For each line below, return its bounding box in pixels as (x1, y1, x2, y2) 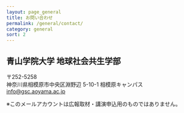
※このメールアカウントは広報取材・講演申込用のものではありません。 (6, 100, 182, 108)
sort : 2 (6, 32, 26, 38)
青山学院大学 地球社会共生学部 (6, 56, 121, 66)
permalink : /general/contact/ (6, 20, 84, 26)
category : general (6, 26, 53, 32)
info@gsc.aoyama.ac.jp (6, 87, 66, 95)
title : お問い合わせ (6, 15, 53, 21)
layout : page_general (6, 9, 62, 15)
